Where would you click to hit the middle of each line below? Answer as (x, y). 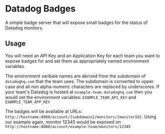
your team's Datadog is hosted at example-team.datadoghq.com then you (79, 92)
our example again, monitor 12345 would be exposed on (63, 122)
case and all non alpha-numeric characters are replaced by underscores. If (82, 86)
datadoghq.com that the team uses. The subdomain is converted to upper (79, 81)
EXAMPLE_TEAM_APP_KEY (28, 102)
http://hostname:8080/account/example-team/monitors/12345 (68, 126)
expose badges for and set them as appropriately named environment (77, 61)
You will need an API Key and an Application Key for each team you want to (82, 55)
